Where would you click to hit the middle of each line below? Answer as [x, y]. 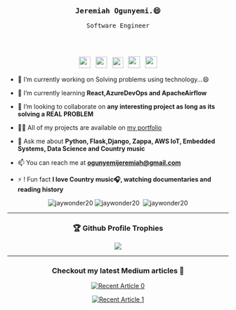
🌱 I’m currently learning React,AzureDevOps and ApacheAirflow [112, 93]
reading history [40, 189]
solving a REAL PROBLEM [55, 114]
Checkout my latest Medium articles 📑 [118, 271]
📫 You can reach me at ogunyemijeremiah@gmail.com [99, 163]
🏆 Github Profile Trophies [118, 229]
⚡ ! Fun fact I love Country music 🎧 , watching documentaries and [114, 180]
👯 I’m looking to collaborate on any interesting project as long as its [116, 107]
